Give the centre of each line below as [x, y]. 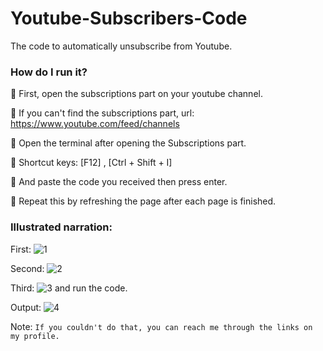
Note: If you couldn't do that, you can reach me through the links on [161, 326]
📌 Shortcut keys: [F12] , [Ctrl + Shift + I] [91, 163]
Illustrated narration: [61, 227]
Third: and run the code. [69, 288]
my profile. [35, 336]
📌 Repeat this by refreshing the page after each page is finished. [143, 201]
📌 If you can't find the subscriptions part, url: [102, 113]
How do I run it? [49, 72]
